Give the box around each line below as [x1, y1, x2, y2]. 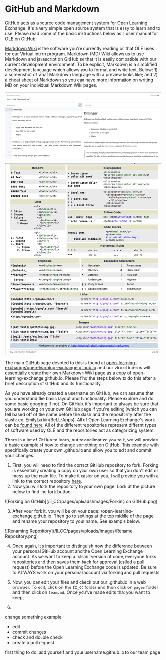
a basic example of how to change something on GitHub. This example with [5, 442, 159, 448]
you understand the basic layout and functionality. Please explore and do [5, 395, 154, 401]
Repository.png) [5, 533, 38, 539]
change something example [5, 614, 62, 620]
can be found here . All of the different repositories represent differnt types [5, 422, 157, 428]
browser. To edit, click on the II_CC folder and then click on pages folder [12, 584, 159, 590]
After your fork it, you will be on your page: [12, 508, 100, 513]
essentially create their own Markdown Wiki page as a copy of [5, 370, 132, 376]
